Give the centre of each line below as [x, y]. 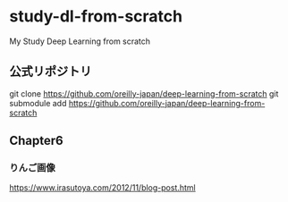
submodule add [38, 103]
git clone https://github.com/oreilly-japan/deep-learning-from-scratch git [144, 93]
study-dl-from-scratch [96, 17]
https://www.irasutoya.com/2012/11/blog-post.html [102, 188]
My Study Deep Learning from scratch [80, 41]
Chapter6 [37, 141]
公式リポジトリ [51, 72]
